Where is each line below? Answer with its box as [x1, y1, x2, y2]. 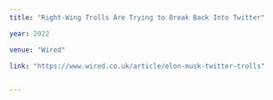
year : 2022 [9, 29, 50, 38]
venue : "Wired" [9, 46, 66, 54]
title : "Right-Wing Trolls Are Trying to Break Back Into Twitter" [9, 12, 266, 22]
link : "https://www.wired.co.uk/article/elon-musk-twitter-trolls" [9, 62, 266, 71]
